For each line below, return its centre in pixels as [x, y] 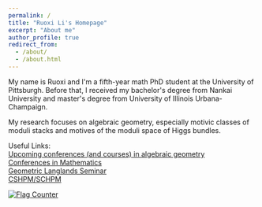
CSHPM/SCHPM [35, 179]
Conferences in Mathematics [55, 162]
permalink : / [30, 15]
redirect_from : [33, 45]
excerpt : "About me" [42, 30]
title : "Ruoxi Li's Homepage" [58, 23]
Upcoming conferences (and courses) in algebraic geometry [107, 153]
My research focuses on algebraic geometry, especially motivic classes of [129, 122]
